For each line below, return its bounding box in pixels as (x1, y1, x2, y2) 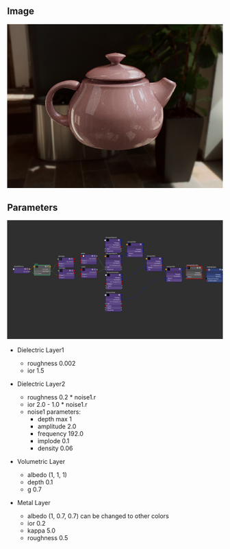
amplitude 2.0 (37, 422, 77, 430)
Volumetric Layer (16, 457, 66, 465)
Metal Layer (16, 498, 51, 506)
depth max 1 (37, 414, 72, 423)
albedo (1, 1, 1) (27, 470, 67, 479)
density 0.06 (37, 444, 73, 452)
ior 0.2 (27, 519, 46, 527)
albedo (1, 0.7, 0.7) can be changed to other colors (27, 511, 169, 520)
